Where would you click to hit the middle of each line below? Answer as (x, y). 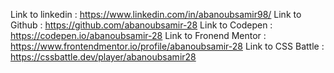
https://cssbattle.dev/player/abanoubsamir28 (103, 57)
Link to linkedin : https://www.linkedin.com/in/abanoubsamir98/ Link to (156, 14)
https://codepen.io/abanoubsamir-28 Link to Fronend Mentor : (138, 35)
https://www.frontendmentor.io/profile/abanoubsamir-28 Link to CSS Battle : (167, 46)
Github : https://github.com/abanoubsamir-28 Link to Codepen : (141, 25)
